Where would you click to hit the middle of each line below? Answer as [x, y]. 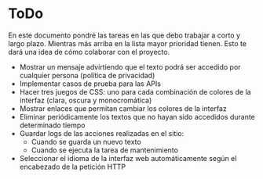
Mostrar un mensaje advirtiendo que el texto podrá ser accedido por [130, 66]
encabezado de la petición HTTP [73, 166]
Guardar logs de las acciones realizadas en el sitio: [102, 133]
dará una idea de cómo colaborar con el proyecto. [89, 52]
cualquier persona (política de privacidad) [87, 75]
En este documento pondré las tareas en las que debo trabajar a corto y [124, 35]
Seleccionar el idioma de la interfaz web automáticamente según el [128, 158]
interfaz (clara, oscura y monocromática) [86, 100]
